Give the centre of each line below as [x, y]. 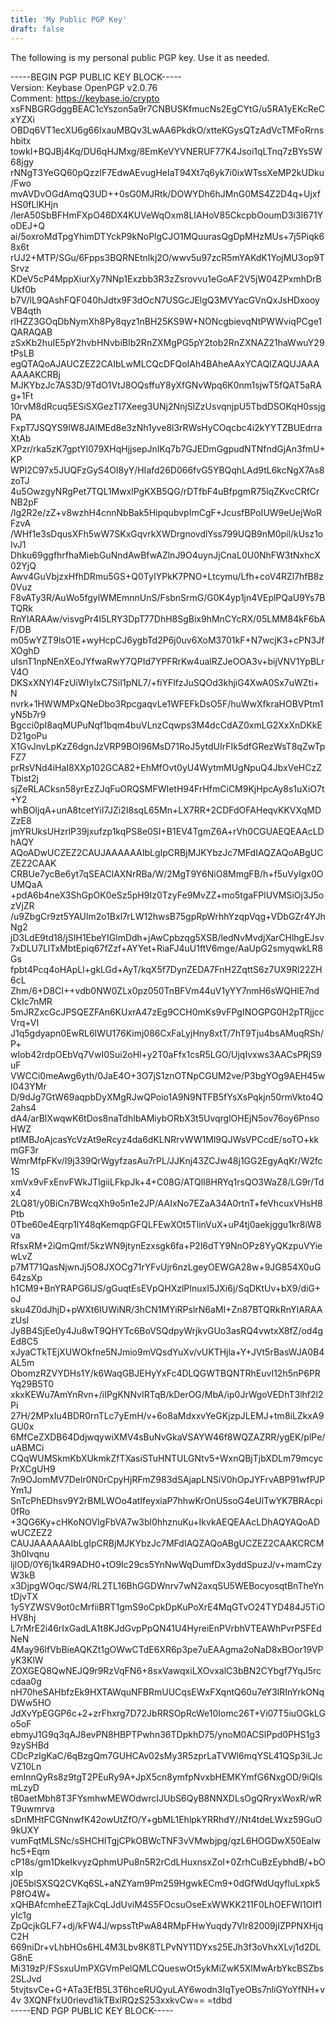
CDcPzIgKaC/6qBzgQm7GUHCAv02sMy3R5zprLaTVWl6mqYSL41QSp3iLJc [166, 1755]
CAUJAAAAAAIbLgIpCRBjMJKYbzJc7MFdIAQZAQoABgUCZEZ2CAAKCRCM [167, 1543]
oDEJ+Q [27, 225]
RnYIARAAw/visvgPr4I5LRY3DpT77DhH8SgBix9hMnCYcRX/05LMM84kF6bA [168, 618]
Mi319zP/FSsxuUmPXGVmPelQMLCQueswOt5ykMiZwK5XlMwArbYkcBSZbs [167, 1968]
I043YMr [28, 1086]
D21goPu [29, 735]
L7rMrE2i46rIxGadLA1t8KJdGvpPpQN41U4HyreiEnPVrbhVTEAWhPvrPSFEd [166, 1628]
